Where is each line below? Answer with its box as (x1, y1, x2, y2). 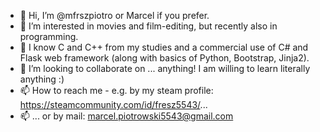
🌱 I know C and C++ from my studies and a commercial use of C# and (19, 41, 309, 53)
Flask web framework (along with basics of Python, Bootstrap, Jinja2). (19, 52, 310, 64)
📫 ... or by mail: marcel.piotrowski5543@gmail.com (19, 110, 234, 122)
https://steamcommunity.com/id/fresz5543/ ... (19, 99, 208, 110)
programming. (19, 31, 79, 42)
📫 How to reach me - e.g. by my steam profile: (19, 85, 214, 96)
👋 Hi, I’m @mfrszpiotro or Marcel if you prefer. (19, 10, 210, 21)
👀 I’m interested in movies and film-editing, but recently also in (19, 20, 278, 32)
